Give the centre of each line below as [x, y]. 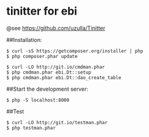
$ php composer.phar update [42, 56]
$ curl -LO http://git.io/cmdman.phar [56, 67]
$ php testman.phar [31, 128]
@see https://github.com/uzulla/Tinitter [56, 28]
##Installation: [24, 40]
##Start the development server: [47, 89]
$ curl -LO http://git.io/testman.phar [57, 122]
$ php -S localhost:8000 [38, 100]
